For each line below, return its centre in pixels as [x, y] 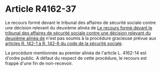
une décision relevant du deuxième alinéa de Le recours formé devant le [79, 27]
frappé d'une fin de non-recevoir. [39, 63]
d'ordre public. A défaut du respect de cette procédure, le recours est [76, 58]
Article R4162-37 [41, 9]
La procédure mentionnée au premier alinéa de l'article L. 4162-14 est [76, 53]
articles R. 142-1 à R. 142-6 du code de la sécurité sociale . [64, 43]
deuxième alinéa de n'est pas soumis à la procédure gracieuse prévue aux [81, 38]
